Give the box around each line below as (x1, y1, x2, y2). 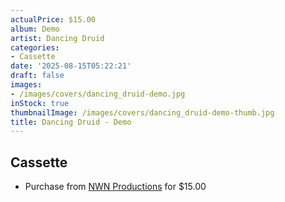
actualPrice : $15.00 (10, 14, 97, 25)
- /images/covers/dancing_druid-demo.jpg (10, 89, 186, 99)
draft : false (10, 71, 65, 81)
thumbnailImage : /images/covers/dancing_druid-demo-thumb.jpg (10, 107, 275, 118)
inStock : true (10, 98, 70, 108)
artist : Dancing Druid (10, 33, 105, 43)
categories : (10, 42, 60, 53)
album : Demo (10, 24, 60, 34)
